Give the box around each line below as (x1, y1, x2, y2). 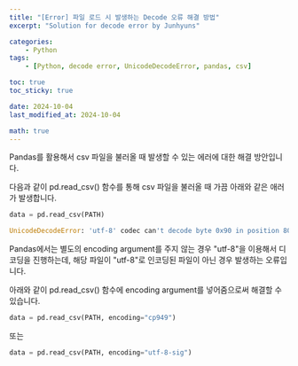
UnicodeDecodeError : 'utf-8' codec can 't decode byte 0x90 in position (9, 227, 279, 236)
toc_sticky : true (9, 86, 74, 95)
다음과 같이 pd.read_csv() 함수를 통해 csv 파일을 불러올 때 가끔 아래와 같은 (9, 182, 269, 192)
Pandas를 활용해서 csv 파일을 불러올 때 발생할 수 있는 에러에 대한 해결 (9, 152, 253, 162)
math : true (9, 126, 50, 136)
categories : (9, 37, 53, 46)
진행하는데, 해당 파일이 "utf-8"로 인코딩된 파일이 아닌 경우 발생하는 (32, 254, 264, 266)
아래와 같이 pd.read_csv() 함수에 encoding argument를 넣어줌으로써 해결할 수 (9, 284, 282, 295)
